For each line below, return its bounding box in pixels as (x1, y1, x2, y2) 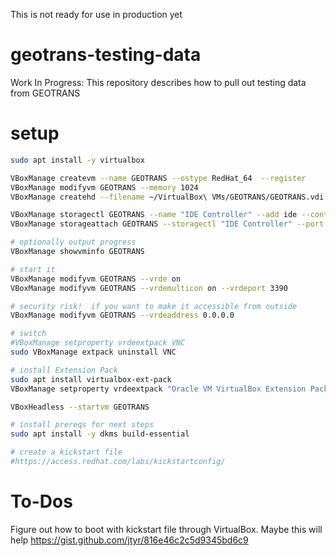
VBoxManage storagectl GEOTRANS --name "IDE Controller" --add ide (10, 210, 298, 220)
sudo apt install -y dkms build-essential (10, 429, 190, 439)
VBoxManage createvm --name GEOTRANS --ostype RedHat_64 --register (10, 173, 307, 183)
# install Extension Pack (10, 365, 118, 375)
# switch (10, 329, 47, 339)
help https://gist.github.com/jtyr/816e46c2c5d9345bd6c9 (10, 534, 249, 546)
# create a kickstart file (10, 447, 123, 458)
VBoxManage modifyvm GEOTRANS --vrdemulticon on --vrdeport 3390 (10, 283, 288, 293)
